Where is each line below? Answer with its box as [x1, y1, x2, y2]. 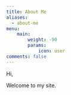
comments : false [6, 54, 47, 60]
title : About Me [6, 8, 47, 15]
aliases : [6, 14, 28, 20]
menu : [6, 25, 20, 32]
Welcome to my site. [6, 82, 57, 89]
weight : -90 [27, 37, 58, 43]
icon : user [38, 48, 66, 54]
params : [27, 43, 47, 49]
